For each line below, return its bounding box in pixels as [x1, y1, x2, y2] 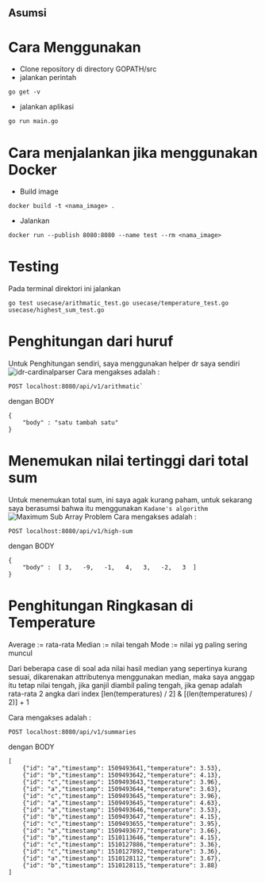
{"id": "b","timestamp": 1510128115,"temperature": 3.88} [22, 862, 218, 870]
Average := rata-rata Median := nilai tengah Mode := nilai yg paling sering [8, 640, 248, 650]
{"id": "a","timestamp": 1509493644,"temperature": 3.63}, [22, 785, 222, 793]
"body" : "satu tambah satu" [22, 419, 119, 427]
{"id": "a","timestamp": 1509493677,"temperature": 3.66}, [22, 827, 222, 835]
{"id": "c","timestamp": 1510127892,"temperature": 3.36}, [22, 848, 222, 856]
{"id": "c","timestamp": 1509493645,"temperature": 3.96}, [22, 793, 222, 800]
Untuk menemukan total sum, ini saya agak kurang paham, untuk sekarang [8, 495, 252, 505]
